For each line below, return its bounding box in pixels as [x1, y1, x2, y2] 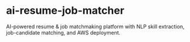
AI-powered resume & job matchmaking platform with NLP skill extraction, [6, 23, 185, 30]
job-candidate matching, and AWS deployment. [6, 29, 121, 36]
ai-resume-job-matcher [6, 4, 125, 17]
